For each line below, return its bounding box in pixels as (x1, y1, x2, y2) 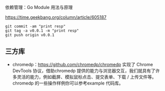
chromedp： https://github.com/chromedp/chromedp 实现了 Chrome (12, 61, 153, 67)
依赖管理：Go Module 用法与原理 (5, 4, 73, 10)
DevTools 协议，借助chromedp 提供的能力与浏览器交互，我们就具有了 (12, 68, 156, 74)
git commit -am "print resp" (5, 24, 66, 29)
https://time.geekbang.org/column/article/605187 (5, 14, 107, 20)
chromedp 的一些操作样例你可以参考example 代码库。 (12, 80, 124, 86)
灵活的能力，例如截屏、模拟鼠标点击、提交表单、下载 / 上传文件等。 (16, 74, 157, 80)
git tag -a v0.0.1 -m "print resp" (5, 28, 79, 33)
